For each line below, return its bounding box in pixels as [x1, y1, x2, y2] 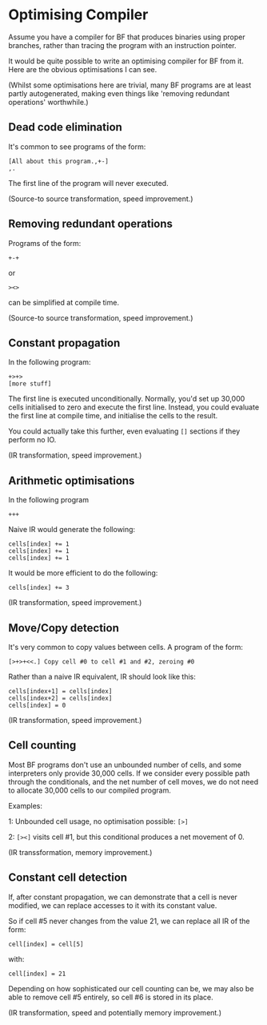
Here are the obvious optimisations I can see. [8, 64, 157, 74]
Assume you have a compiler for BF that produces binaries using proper [8, 32, 245, 42]
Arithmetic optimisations [8, 474, 135, 487]
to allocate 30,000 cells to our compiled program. [8, 785, 172, 795]
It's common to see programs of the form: [8, 142, 146, 151]
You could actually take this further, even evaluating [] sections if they [8, 426, 241, 436]
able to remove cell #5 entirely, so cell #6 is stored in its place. [8, 992, 213, 1002]
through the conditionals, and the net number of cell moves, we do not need [8, 777, 258, 786]
